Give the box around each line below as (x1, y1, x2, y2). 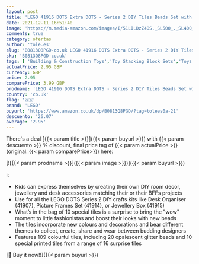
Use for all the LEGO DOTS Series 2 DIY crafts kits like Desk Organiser (14, 196, 187, 203)
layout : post (6, 8, 38, 15)
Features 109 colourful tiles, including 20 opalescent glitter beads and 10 (14, 234, 192, 241)
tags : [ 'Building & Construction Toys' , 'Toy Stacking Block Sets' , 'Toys (6, 58, 192, 64)
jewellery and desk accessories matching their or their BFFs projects (14, 189, 182, 196)
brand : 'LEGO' (6, 102, 41, 109)
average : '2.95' (6, 119, 46, 125)
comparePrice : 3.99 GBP (6, 81, 65, 87)
